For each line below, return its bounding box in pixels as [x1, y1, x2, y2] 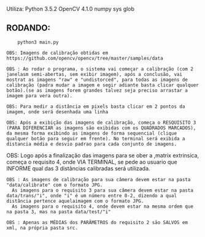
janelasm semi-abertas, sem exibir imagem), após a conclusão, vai [6, 71, 183, 77]
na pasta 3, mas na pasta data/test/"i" [6, 208, 112, 215]
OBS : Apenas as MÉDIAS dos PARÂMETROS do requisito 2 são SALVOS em [6, 219, 188, 225]
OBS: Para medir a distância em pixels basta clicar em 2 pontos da [6, 103, 185, 110]
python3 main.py [17, 39, 60, 45]
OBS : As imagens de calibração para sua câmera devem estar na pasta [6, 176, 191, 182]
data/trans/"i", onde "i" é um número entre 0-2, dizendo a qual [6, 192, 177, 198]
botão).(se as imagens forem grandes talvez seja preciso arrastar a [6, 87, 188, 94]
